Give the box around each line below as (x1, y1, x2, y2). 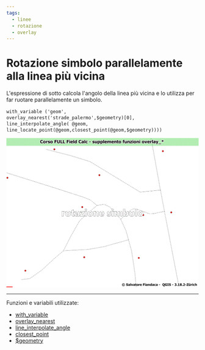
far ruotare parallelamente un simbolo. (6, 96, 103, 103)
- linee (12, 16, 32, 23)
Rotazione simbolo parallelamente (6, 56, 183, 70)
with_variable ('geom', (6, 109, 67, 115)
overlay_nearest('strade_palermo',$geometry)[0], (6, 115, 135, 121)
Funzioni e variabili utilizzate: (6, 299, 79, 306)
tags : (6, 10, 20, 16)
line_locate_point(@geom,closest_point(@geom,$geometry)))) (6, 127, 163, 133)
